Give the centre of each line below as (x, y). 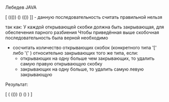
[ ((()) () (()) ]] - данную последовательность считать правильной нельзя (84, 17)
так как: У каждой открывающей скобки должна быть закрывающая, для (85, 27)
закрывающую (36, 75)
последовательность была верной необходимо (57, 38)
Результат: (17, 84)
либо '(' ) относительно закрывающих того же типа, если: (75, 53)
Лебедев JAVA (21, 7)
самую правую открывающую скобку (61, 64)
